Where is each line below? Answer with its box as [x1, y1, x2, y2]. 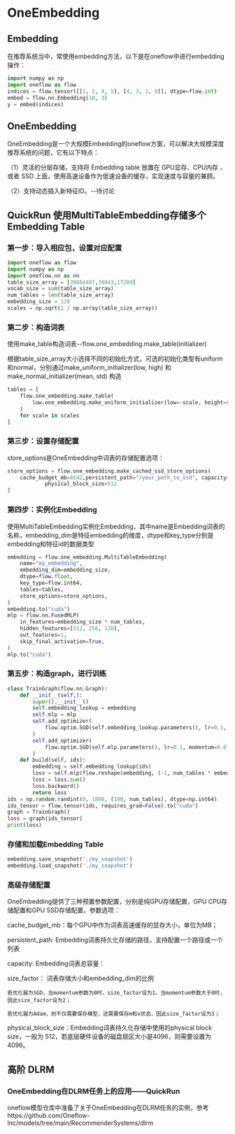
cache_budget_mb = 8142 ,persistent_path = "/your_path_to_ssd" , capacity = [20, 474, 230, 481]
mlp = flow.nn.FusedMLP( [7, 612, 80, 619]
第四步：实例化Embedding [7, 505, 98, 515]
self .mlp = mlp [32, 711, 77, 718]
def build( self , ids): [20, 756, 86, 763]
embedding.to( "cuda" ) [7, 605, 71, 612]
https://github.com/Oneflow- [7, 1112, 90, 1120]
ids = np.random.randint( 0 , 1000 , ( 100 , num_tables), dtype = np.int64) [7, 796, 218, 803]
